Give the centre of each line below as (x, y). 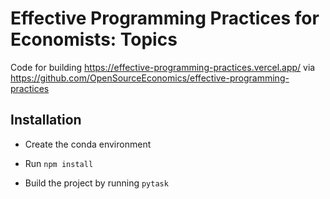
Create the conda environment (88, 144)
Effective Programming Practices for (165, 18)
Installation (46, 120)
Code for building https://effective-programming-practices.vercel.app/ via (163, 67)
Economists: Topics (94, 39)
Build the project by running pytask (96, 183)
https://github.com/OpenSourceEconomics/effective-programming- (150, 78)
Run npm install (59, 163)
